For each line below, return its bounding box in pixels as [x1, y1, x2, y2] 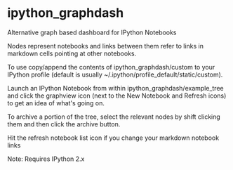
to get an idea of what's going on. [7, 98, 105, 107]
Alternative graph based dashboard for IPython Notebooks [7, 28, 177, 37]
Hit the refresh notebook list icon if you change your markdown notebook [7, 133, 220, 142]
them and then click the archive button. [7, 119, 121, 128]
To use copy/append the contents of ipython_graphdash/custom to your [7, 63, 215, 71]
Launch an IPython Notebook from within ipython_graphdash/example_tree [7, 84, 224, 92]
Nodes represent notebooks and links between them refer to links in [7, 41, 204, 50]
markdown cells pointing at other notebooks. [7, 49, 137, 58]
